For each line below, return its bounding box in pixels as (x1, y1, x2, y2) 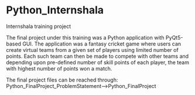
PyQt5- (166, 34, 183, 41)
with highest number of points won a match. (6, 65, 112, 72)
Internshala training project (6, 23, 71, 30)
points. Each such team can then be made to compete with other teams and (6, 52, 189, 59)
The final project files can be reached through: (6, 76, 118, 83)
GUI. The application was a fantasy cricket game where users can (22, 40, 182, 47)
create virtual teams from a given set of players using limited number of (6, 46, 179, 53)
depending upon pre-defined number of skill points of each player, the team (6, 59, 189, 66)
